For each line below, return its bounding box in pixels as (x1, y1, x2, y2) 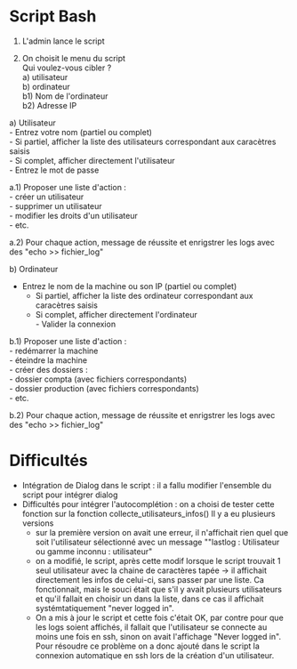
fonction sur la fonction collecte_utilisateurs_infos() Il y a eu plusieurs (21, 508, 276, 519)
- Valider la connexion (35, 318, 116, 329)
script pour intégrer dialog (21, 489, 118, 500)
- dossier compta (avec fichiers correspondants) (9, 374, 188, 384)
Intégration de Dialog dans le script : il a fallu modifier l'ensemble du (21, 480, 272, 490)
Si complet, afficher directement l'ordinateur (35, 309, 197, 319)
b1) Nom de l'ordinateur (21, 91, 108, 101)
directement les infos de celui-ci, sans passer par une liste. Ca (35, 574, 265, 584)
